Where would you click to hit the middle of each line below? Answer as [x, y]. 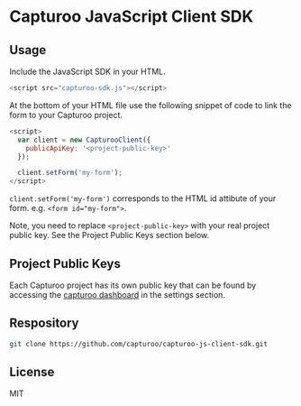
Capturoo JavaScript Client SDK [132, 17]
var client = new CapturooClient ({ [84, 140]
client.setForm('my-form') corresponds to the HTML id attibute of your [143, 198]
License [32, 372]
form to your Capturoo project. [66, 115]
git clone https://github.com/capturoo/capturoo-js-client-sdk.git [139, 344]
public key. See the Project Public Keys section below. [109, 235]
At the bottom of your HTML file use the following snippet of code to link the [150, 105]
